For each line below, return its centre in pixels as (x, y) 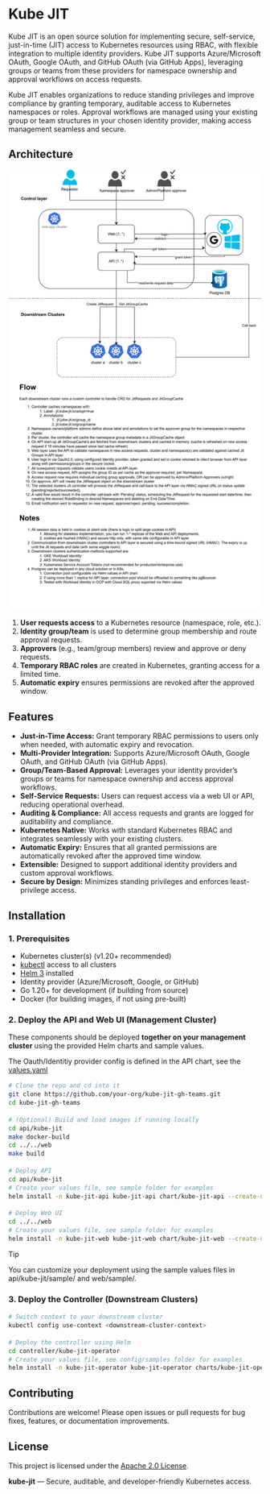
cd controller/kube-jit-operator (64, 1351)
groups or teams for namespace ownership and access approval (127, 779)
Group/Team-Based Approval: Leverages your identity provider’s (129, 770)
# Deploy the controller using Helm (70, 1343)
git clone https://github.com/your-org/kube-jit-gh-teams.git (115, 1094)
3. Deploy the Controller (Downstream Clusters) (103, 1299)
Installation (37, 915)
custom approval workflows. (67, 873)
